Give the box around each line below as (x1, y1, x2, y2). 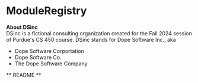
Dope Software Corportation (14, 47, 85, 54)
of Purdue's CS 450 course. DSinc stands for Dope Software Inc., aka (6, 36, 176, 43)
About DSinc (6, 24, 39, 31)
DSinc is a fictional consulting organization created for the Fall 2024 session (6, 29, 193, 36)
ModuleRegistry (6, 4, 87, 18)
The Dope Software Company (14, 60, 88, 67)
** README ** (6, 71, 41, 78)
